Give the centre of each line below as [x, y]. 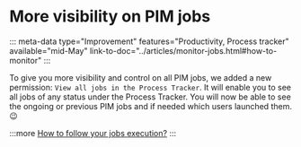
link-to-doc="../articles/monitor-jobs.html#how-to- [183, 50]
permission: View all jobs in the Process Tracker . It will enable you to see [150, 87]
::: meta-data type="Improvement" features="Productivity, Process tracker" [149, 41]
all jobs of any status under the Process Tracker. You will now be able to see [150, 97]
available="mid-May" [49, 50]
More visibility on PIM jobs [110, 17]
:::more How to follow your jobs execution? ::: [93, 133]
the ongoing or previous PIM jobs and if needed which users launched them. [150, 106]
